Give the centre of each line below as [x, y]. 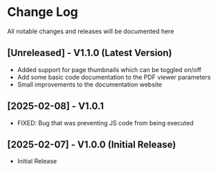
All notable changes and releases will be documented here [91, 31]
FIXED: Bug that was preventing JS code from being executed [105, 123]
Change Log [43, 12]
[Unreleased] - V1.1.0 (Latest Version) [90, 53]
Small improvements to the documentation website [90, 84]
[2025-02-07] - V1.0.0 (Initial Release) [92, 144]
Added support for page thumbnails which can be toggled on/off [109, 69]
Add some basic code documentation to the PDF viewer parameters [114, 77]
